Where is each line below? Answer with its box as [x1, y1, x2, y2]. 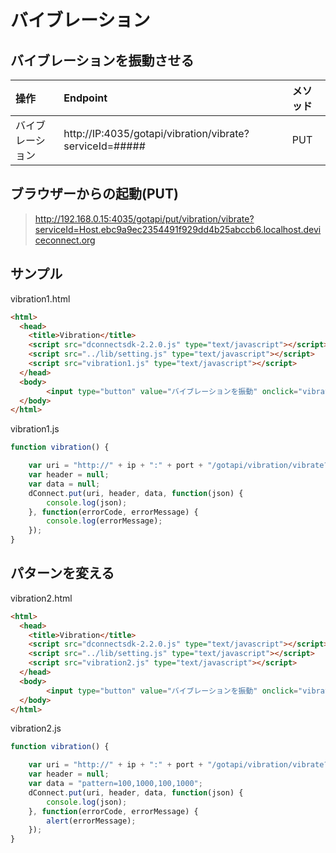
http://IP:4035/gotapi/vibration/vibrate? [63, 127, 250, 140]
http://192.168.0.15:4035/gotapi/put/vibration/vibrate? [34, 212, 255, 225]
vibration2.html [10, 592, 73, 604]
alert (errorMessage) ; [46, 816, 137, 826]
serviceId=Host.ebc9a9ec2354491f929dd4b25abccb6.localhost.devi [34, 223, 322, 235]
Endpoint [63, 91, 108, 105]
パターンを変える [10, 565, 115, 582]
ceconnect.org [34, 234, 96, 246]
